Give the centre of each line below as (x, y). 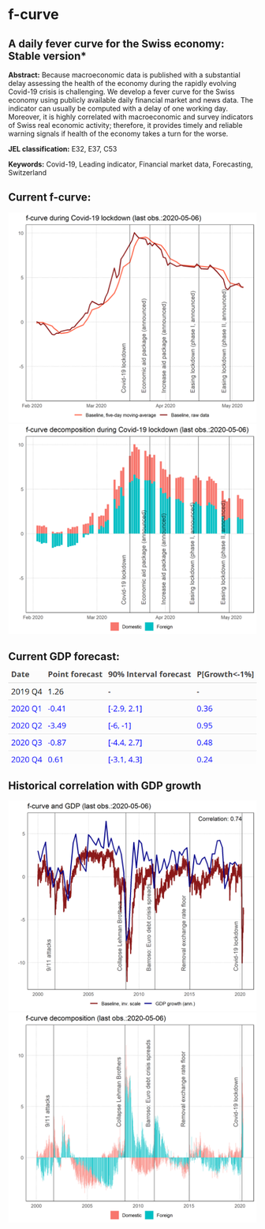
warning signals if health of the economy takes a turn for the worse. (118, 133)
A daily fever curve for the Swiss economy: (116, 44)
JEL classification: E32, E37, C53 (63, 149)
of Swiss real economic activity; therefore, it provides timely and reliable (125, 125)
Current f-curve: (50, 198)
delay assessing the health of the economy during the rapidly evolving (122, 83)
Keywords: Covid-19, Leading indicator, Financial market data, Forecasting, (131, 164)
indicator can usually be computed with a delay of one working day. (118, 109)
